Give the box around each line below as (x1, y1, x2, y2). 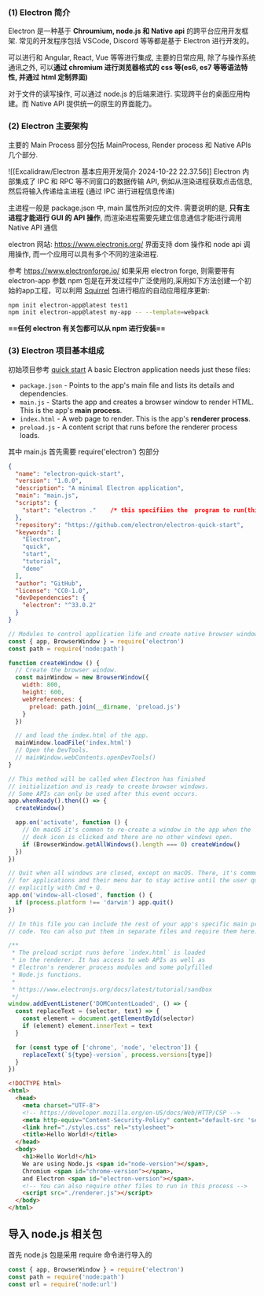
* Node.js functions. (11, 970, 82, 978)
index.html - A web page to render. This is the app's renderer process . (19, 414, 251, 423)
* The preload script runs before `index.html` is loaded (11, 949, 206, 957)
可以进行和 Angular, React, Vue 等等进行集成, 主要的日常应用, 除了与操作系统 (8, 53, 256, 62)
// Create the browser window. (15, 666, 118, 674)
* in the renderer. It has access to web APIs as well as (11, 956, 206, 964)
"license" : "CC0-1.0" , (15, 587, 90, 595)
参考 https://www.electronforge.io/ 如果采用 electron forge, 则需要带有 (8, 266, 236, 275)
